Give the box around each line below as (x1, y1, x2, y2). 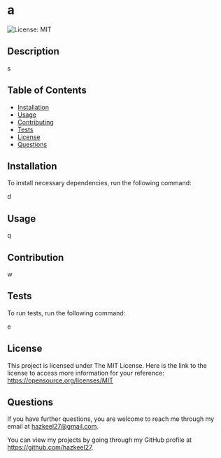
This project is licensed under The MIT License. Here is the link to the (7, 361, 208, 369)
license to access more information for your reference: (7, 368, 164, 377)
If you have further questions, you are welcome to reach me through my (7, 415, 215, 423)
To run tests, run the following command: (7, 308, 126, 317)
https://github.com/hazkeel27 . (7, 443, 94, 452)
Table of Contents (7, 85, 87, 96)
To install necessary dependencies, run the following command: (7, 179, 192, 187)
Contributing (17, 117, 54, 126)
